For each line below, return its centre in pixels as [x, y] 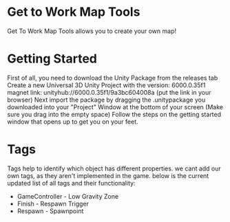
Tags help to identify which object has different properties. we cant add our [114, 168]
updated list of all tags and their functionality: [71, 183]
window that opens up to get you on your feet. [73, 122]
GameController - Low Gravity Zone [68, 196]
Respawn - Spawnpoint [50, 211]
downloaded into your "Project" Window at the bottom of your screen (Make [115, 107]
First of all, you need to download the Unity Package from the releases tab [113, 78]
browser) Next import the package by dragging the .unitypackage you [106, 100]
